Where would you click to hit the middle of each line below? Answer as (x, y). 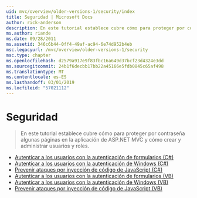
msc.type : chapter (28, 55)
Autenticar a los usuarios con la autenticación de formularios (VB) (94, 176)
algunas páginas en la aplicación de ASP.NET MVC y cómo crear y (101, 139)
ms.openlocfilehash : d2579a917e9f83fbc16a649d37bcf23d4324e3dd (85, 61)
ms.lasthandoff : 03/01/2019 (40, 83)
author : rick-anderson (34, 22)
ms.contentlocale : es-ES (36, 77)
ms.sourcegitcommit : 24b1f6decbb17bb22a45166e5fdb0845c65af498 (85, 66)
